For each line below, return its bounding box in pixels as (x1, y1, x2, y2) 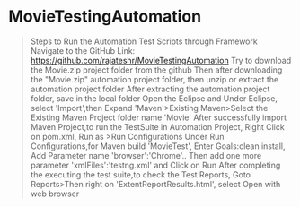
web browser (30, 188, 80, 199)
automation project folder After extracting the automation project (30, 83, 270, 94)
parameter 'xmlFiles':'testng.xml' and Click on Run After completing (30, 160, 281, 170)
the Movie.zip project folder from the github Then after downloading (30, 65, 283, 75)
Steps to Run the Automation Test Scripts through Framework (30, 36, 258, 47)
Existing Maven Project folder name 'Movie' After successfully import (30, 112, 287, 123)
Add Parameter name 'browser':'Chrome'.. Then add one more (30, 150, 262, 160)
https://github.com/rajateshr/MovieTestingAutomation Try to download (30, 55, 292, 65)
